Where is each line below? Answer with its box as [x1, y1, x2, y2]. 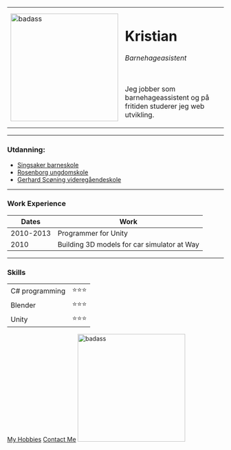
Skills [7, 267, 26, 277]
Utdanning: [7, 145, 46, 154]
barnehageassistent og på [124, 93, 210, 103]
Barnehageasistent [124, 53, 187, 63]
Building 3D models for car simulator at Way [57, 239, 199, 249]
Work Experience [7, 199, 67, 209]
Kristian [124, 27, 177, 45]
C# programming [10, 286, 66, 296]
